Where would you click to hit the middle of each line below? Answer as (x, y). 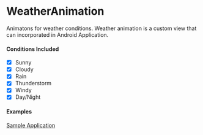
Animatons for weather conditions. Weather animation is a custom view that (102, 28)
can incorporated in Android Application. (57, 34)
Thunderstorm (33, 83)
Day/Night (28, 97)
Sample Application (31, 125)
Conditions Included (33, 49)
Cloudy (24, 69)
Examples (19, 112)
